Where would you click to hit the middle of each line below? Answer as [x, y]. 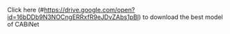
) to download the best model [181, 17]
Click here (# [26, 10]
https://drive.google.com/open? [90, 10]
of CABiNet [23, 24]
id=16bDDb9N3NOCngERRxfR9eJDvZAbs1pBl [73, 17]
